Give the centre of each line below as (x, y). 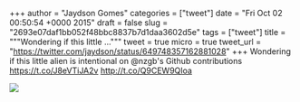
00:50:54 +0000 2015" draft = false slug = (89, 23)
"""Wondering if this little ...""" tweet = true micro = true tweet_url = (135, 42)
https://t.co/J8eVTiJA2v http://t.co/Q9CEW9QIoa (101, 70)
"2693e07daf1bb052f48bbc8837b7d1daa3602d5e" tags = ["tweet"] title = (148, 32)
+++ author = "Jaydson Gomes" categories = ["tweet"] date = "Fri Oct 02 (146, 13)
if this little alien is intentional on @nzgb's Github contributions (126, 61)
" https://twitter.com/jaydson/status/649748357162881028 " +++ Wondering (150, 51)
